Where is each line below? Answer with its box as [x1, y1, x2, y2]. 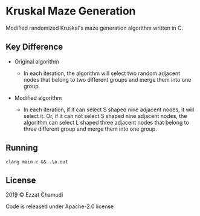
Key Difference [5, 42, 63, 52]
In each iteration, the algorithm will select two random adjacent [23, 70, 181, 77]
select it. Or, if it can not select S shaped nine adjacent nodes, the [23, 112, 187, 119]
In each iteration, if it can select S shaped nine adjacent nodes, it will [23, 106, 195, 113]
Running [5, 143, 39, 153]
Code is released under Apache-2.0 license [5, 203, 114, 210]
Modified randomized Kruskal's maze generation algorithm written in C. [5, 24, 184, 31]
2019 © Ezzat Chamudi [5, 191, 63, 198]
